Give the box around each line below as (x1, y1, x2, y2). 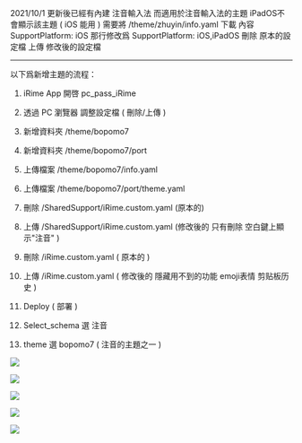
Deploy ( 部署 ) (22, 301, 79, 311)
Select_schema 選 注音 (22, 320, 108, 330)
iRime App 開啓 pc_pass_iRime (22, 88, 137, 99)
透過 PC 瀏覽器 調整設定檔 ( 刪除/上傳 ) (22, 107, 167, 117)
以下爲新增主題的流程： (10, 69, 97, 79)
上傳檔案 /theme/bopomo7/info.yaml (22, 164, 159, 175)
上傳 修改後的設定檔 (27, 41, 101, 52)
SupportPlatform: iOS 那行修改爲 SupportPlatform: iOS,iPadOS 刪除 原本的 (10, 30, 283, 40)
